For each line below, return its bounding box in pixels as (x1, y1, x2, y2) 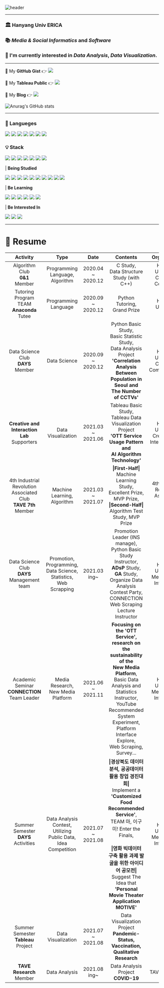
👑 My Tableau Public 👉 (5, 80, 54, 86)
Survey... (116, 749, 137, 756)
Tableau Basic (110, 402, 143, 408)
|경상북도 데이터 (109, 758, 144, 765)
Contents (115, 254, 138, 260)
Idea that (116, 880, 137, 886)
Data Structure (109, 268, 143, 275)
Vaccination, (111, 942, 142, 949)
